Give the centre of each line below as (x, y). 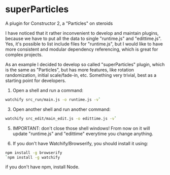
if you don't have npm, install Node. (42, 167)
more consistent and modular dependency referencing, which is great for (82, 49)
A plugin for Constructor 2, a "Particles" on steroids (59, 23)
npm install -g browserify (34, 153)
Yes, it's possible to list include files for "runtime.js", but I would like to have (84, 43)
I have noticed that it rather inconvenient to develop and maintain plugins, (82, 33)
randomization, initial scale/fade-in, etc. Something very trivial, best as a (81, 75)
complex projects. (24, 55)
